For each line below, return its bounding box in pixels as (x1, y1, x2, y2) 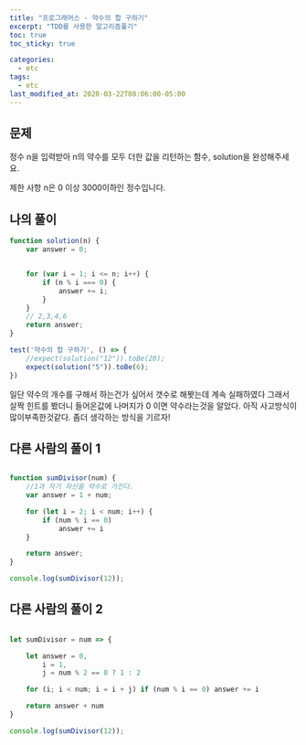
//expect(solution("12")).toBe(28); (26, 354, 166, 363)
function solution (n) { (9, 237, 100, 246)
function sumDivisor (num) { (9, 474, 117, 483)
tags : (9, 72, 30, 82)
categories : (9, 56, 55, 65)
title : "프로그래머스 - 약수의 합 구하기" (9, 13, 149, 23)
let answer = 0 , (26, 651, 89, 661)
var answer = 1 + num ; (26, 491, 112, 500)
